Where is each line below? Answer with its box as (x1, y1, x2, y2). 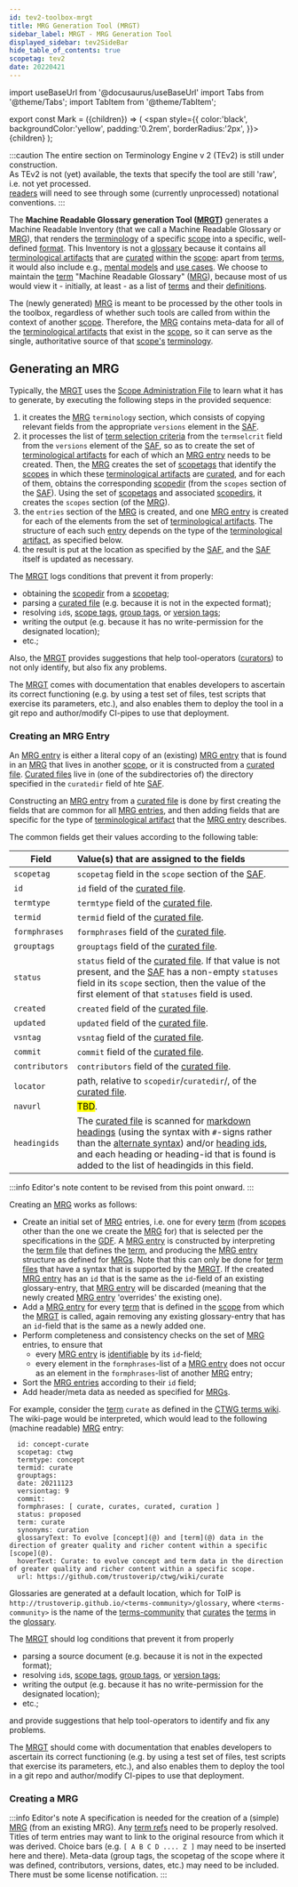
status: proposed (17, 1510, 82, 1519)
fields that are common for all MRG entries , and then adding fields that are (9, 804, 280, 815)
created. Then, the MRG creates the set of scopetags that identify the (21, 459, 277, 470)
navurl (13, 1101, 42, 1111)
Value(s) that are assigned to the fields (76, 852, 246, 865)
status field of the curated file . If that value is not (76, 954, 281, 966)
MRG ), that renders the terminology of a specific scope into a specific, (9, 233, 266, 244)
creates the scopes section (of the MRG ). (21, 496, 170, 507)
